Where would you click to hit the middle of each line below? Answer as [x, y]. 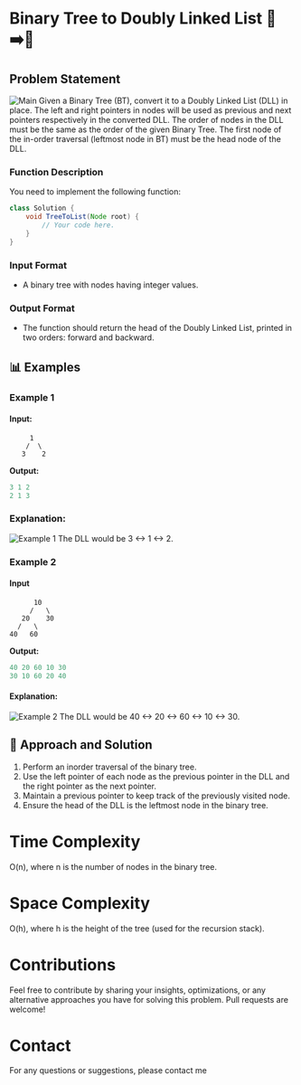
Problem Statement [65, 79]
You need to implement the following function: [95, 192]
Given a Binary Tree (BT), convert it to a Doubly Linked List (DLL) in [164, 100]
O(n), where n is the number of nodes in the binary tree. [113, 866]
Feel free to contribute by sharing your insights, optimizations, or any [138, 990]
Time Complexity [75, 841]
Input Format [38, 265]
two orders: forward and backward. [89, 337]
